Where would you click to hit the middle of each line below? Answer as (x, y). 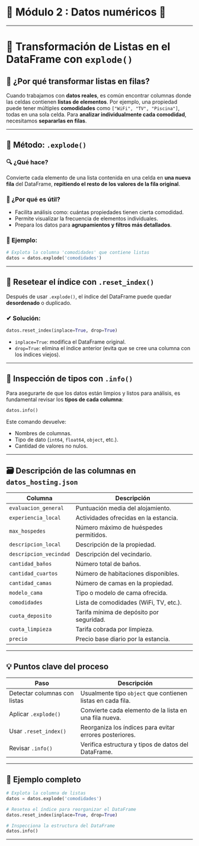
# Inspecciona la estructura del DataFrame (61, 826)
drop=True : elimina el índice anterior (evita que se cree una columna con (102, 348)
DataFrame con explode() (70, 59)
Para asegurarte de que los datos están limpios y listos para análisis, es (93, 393)
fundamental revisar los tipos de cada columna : (65, 399)
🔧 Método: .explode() (46, 145)
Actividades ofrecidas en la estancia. (127, 518)
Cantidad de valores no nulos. (51, 446)
